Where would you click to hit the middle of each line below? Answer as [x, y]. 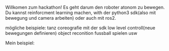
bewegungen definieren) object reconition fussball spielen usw [71, 33]
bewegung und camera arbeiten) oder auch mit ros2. [61, 18]
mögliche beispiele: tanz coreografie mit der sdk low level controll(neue [80, 28]
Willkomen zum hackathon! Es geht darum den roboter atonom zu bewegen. [85, 7]
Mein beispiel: [20, 43]
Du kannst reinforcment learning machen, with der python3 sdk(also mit [81, 13]
